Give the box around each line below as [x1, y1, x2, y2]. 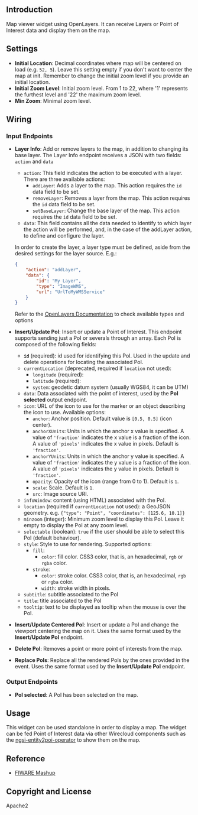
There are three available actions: [23, 176, 105, 183]
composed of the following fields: [14, 341, 96, 348]
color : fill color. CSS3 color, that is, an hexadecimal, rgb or [41, 553, 183, 560]
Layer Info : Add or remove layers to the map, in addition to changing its [14, 145, 189, 152]
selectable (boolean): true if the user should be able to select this [23, 528, 185, 535]
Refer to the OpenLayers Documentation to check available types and [14, 310, 184, 318]
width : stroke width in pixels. [41, 585, 111, 592]
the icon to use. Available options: [23, 409, 106, 416]
